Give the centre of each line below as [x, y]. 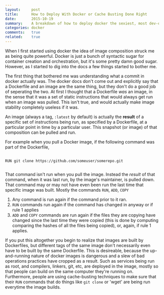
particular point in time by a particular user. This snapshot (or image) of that [81, 127]
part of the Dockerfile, [27, 147]
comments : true [23, 32]
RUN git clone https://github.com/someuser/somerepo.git [64, 161]
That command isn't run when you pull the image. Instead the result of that [80, 174]
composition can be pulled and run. [41, 132]
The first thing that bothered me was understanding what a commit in [75, 76]
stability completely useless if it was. [42, 107]
